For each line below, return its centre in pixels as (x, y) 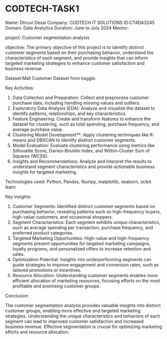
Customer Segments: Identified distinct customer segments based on (84, 206)
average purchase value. (38, 129)
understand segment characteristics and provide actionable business (83, 166)
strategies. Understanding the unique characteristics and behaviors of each (83, 316)
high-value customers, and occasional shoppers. (63, 217)
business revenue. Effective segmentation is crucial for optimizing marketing (84, 326)
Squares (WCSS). (30, 156)
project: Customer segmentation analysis (47, 37)
